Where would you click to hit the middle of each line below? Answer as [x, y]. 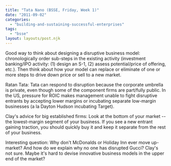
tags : [11, 29]
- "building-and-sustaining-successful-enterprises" [67, 24]
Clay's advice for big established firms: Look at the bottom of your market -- [86, 116]
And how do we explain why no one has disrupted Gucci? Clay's [91, 148]
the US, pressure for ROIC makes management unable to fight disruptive [81, 96]
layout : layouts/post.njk [33, 39]
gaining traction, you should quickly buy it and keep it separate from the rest [86, 127]
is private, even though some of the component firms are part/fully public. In [86, 90]
